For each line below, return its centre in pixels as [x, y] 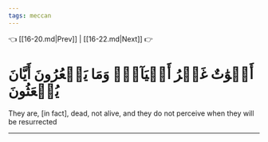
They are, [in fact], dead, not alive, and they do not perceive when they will [131, 113]
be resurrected [33, 121]
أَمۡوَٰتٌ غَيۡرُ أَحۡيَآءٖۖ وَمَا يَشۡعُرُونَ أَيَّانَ [131, 74]
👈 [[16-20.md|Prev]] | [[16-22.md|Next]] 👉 [81, 39]
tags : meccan [30, 16]
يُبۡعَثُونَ [34, 91]
